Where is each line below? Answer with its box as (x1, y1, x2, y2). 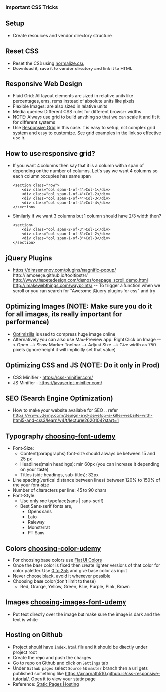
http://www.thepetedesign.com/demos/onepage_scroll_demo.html (12, 277, 148, 283)
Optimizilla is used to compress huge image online (12, 331, 116, 337)
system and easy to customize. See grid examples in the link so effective (12, 130, 161, 136)
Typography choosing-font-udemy (5, 432, 116, 440)
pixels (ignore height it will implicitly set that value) (12, 346, 116, 352)
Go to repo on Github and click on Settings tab (12, 660, 108, 666)
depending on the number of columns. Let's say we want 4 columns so (12, 168, 158, 174)
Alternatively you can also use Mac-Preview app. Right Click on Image (12, 336, 156, 342)
